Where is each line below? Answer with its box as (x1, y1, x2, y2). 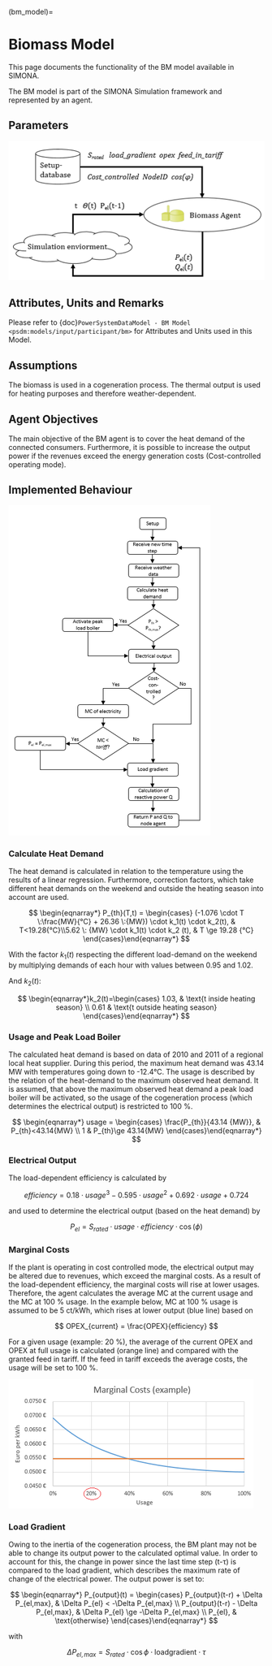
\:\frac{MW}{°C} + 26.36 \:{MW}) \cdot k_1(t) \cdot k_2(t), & (37, 917, 236, 927)
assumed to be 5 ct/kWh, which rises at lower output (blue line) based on (8, 1305, 253, 1315)
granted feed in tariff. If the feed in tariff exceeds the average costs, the (8, 1354, 248, 1364)
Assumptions (8, 358, 78, 372)
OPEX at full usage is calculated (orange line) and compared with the (8, 1346, 239, 1356)
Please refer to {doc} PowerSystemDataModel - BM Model (8, 318, 191, 327)
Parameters (8, 119, 69, 132)
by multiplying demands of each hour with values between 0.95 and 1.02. (8, 960, 253, 970)
